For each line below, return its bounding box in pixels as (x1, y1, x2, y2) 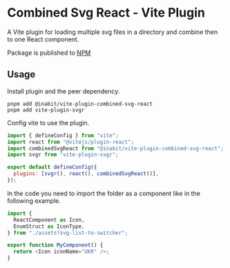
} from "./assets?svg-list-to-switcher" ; (7, 229, 128, 236)
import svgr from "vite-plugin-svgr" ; (7, 151, 119, 159)
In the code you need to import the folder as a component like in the (7, 189, 200, 197)
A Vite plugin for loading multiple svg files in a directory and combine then (7, 28, 218, 36)
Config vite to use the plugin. (7, 118, 90, 127)
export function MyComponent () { (7, 242, 104, 249)
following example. (7, 196, 61, 205)
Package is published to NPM (7, 48, 91, 57)
